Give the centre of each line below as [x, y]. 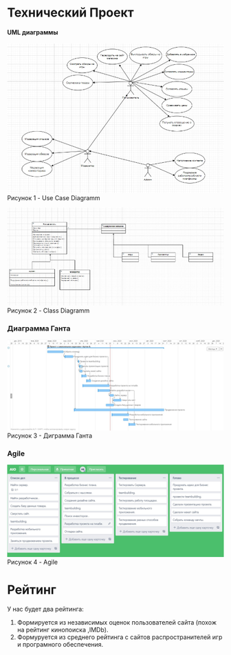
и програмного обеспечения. [60, 644]
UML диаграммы [33, 32]
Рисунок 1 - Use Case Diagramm [54, 198]
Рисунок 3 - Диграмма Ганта [50, 436]
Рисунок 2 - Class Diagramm [48, 310]
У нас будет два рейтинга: [45, 609]
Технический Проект [70, 13]
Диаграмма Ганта [39, 328]
